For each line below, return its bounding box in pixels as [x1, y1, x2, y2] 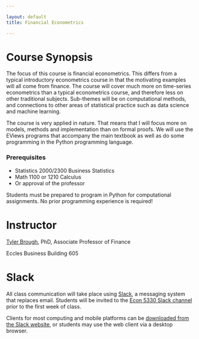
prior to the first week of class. [6, 303, 82, 310]
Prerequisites [6, 153, 46, 161]
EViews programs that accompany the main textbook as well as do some [6, 132, 185, 139]
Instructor [6, 218, 57, 232]
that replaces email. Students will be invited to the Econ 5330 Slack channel [6, 296, 192, 304]
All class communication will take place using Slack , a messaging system [6, 290, 186, 297]
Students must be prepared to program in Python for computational [6, 191, 172, 198]
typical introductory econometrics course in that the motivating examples [6, 76, 186, 83]
